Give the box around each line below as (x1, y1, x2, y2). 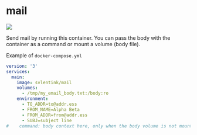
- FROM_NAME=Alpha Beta (21, 106, 80, 112)
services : (6, 68, 30, 74)
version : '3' (6, 63, 38, 69)
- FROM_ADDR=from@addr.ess (21, 112, 88, 118)
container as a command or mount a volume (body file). (6, 40, 141, 47)
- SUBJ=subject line (21, 117, 72, 123)
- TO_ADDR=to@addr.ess (21, 101, 77, 108)
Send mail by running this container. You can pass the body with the (6, 34, 171, 41)
